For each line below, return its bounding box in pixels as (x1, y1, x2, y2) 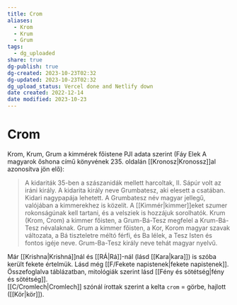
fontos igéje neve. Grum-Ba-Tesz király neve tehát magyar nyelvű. (24, 238, 218, 247)
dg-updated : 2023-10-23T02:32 (7, 76, 97, 84)
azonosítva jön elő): (7, 164, 65, 173)
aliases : (7, 17, 33, 24)
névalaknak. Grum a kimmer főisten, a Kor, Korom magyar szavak (40, 224, 231, 232)
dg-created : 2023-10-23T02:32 (7, 69, 97, 76)
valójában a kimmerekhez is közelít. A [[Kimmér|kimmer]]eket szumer (24, 201, 228, 209)
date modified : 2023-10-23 (7, 96, 87, 103)
